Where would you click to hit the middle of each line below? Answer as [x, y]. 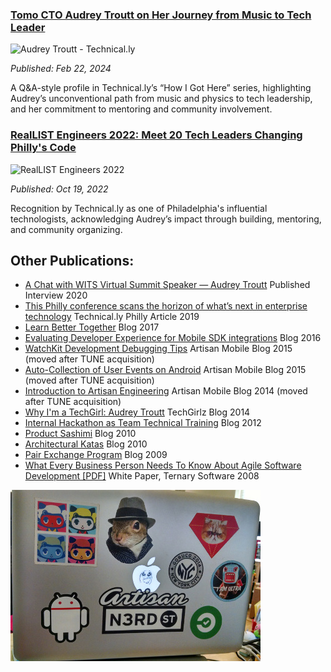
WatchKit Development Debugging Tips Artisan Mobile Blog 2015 [158, 349]
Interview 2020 [56, 295]
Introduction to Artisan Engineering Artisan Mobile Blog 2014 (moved [166, 391]
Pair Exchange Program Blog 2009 [96, 455]
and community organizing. [66, 229]
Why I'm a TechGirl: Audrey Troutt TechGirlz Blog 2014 [137, 412]
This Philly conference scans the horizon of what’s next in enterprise [166, 306]
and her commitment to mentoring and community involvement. [141, 109]
